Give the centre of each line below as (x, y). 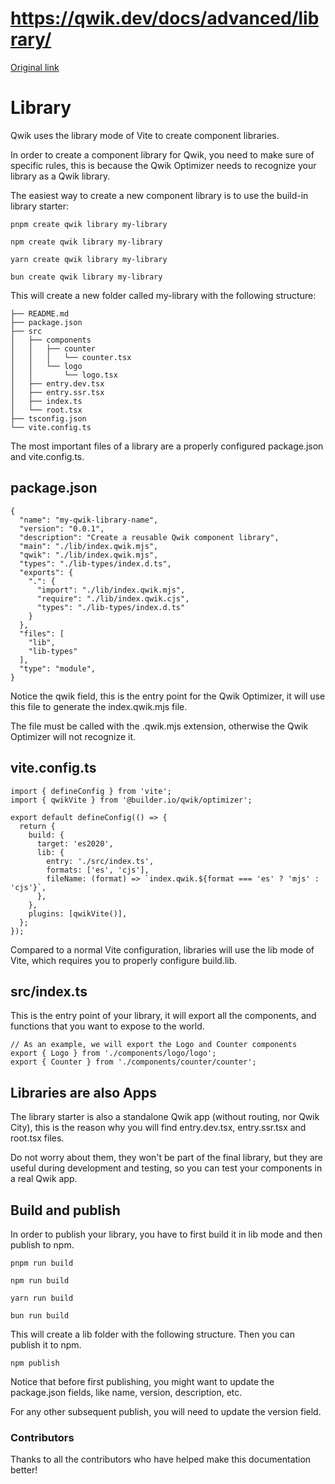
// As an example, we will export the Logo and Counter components (154, 1045)
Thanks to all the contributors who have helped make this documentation (161, 1459)
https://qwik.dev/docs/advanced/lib (165, 18)
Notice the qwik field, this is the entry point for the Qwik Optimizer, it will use (168, 696)
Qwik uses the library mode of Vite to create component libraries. (145, 135)
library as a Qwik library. (60, 176)
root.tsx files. (37, 1138)
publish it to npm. (46, 1344)
